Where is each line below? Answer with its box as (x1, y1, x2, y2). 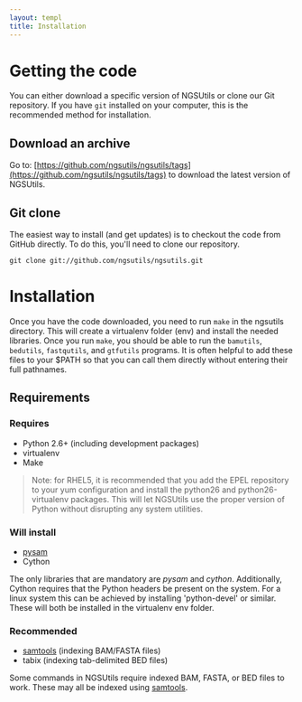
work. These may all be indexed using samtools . (9, 682, 188, 693)
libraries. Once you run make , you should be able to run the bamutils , (9, 335, 263, 346)
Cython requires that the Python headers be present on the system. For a (9, 583, 281, 594)
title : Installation (9, 22, 87, 31)
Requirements (9, 390, 90, 406)
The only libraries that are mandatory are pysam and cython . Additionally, (9, 573, 282, 584)
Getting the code (9, 61, 138, 81)
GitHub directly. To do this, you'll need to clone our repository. (9, 239, 241, 249)
